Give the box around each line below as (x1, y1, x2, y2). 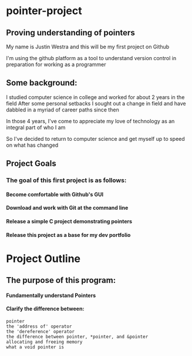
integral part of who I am (6, 124, 66, 131)
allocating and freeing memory (6, 339, 83, 345)
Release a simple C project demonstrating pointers (6, 217, 133, 225)
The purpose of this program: (6, 275, 116, 285)
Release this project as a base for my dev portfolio (6, 231, 131, 238)
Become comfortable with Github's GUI (6, 190, 104, 198)
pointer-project (6, 4, 82, 18)
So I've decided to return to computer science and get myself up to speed (6, 135, 185, 142)
